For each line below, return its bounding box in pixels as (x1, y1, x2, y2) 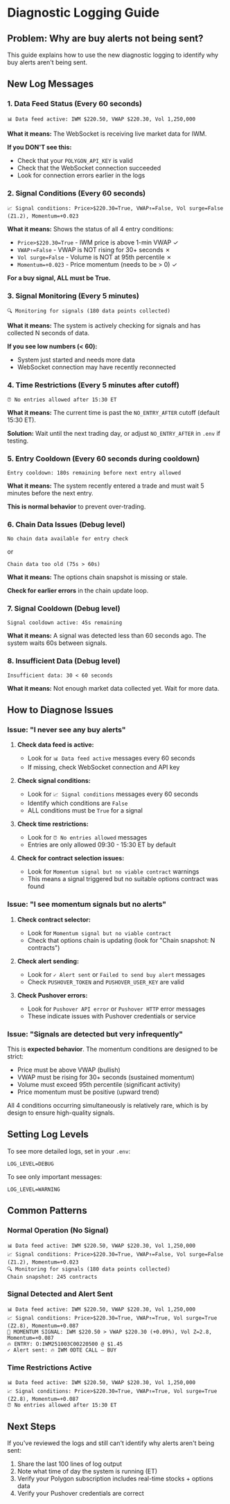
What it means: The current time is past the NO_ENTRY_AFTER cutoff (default (7, 408, 220, 416)
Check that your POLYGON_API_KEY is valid (17, 156, 133, 164)
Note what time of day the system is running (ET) (17, 1467, 158, 1475)
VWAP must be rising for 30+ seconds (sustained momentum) (17, 1073, 195, 1081)
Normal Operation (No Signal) (7, 1226, 109, 1235)
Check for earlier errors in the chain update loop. (7, 587, 149, 595)
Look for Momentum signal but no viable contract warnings (27, 867, 200, 876)
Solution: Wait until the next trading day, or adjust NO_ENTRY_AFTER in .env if (7, 429, 220, 437)
